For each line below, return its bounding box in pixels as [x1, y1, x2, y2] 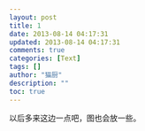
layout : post [9, 12, 57, 22]
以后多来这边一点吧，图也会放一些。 [9, 112, 141, 123]
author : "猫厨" [9, 71, 63, 80]
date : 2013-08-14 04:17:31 [9, 29, 109, 38]
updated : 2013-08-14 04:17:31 [9, 37, 121, 47]
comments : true [9, 46, 65, 55]
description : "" [9, 79, 69, 88]
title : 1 [9, 21, 42, 30]
